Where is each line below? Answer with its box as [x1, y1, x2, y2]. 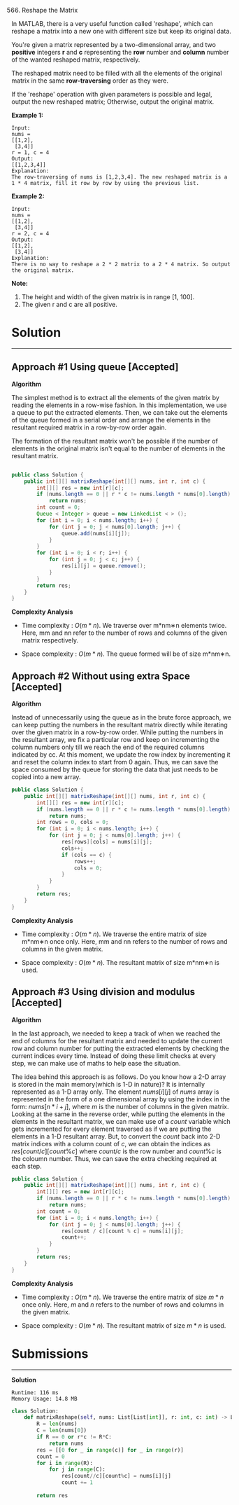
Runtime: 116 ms [11, 1389, 59, 1396]
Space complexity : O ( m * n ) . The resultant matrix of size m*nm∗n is [21, 958, 219, 966]
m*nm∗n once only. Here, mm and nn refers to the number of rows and [21, 937, 228, 945]
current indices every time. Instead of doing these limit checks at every [11, 1051, 216, 1060]
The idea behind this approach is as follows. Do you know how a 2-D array [11, 1072, 226, 1081]
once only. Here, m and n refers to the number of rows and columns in [21, 1300, 224, 1309]
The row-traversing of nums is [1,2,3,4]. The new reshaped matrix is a [11, 174, 228, 181]
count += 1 [61, 1479, 94, 1486]
